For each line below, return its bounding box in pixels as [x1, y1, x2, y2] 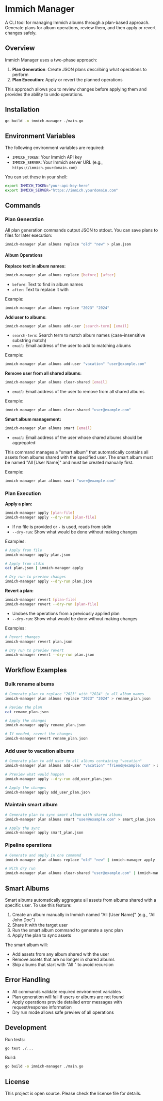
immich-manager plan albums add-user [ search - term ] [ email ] [5, 323, 130, 328]
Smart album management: [5, 417, 62, 422]
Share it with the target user [12, 922, 68, 928]
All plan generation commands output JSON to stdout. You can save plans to [5, 227, 158, 233]
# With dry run [5, 866, 36, 871]
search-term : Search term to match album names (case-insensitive [12, 332, 146, 338]
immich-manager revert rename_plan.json [5, 736, 88, 741]
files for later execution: [5, 232, 52, 238]
